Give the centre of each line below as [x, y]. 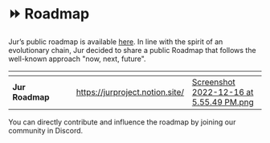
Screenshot [213, 82]
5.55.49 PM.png [223, 102]
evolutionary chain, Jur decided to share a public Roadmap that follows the [132, 50]
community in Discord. [46, 130]
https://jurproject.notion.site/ [130, 92]
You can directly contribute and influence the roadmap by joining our [122, 122]
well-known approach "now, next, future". [77, 59]
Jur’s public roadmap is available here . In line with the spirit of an [116, 41]
